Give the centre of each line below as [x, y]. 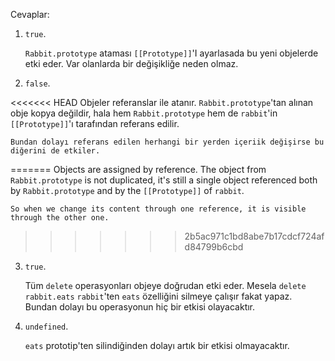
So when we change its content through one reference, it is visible [158, 209]
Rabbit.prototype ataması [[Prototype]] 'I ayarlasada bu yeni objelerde [171, 53]
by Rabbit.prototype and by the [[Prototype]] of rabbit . [127, 190]
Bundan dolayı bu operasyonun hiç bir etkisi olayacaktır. [140, 307]
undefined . [46, 326]
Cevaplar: [30, 14]
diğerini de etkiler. [55, 151]
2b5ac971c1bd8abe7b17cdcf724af [254, 236]
